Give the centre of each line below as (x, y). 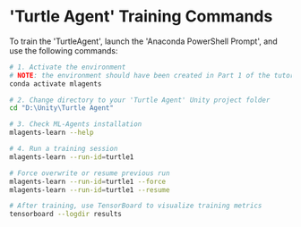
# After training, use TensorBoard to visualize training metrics (136, 206)
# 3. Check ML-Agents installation (76, 124)
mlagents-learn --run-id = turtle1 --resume (90, 189)
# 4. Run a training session (64, 149)
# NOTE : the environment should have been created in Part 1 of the (140, 75)
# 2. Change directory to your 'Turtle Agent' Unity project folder (140, 100)
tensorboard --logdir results (66, 214)
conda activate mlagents (56, 84)
